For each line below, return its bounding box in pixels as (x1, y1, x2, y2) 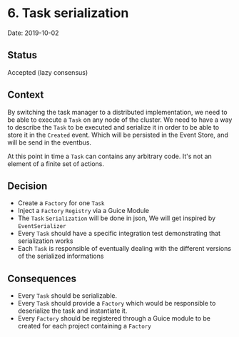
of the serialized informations (17, 252, 104, 261)
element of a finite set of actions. (7, 159, 105, 168)
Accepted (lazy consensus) (7, 68, 88, 76)
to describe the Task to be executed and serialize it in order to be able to (7, 123, 220, 131)
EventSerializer (17, 223, 66, 230)
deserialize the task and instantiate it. (17, 306, 128, 315)
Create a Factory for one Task (17, 199, 105, 207)
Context (7, 89, 44, 101)
